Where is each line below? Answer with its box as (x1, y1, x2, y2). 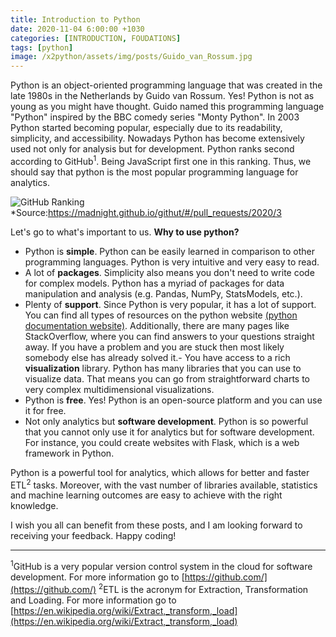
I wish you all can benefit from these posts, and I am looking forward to (10, 519, 303, 531)
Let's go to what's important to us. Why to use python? (10, 226, 240, 238)
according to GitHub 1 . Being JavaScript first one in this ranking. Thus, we (10, 154, 312, 167)
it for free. (24, 404, 67, 416)
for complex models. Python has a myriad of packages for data (24, 277, 285, 289)
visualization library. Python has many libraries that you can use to (24, 362, 302, 374)
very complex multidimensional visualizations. (24, 383, 215, 395)
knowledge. (10, 500, 59, 512)
